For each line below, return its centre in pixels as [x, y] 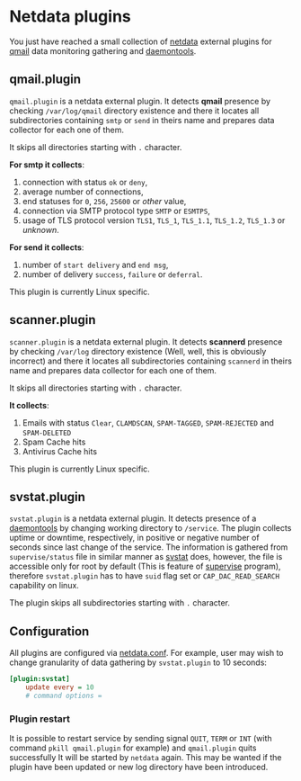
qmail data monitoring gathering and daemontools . [103, 50]
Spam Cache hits [54, 442]
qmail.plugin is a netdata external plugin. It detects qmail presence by [140, 101]
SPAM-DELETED [47, 433]
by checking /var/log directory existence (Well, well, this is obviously [138, 351]
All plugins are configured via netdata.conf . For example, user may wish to [147, 653]
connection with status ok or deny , [85, 182]
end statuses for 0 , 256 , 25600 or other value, [104, 201]
